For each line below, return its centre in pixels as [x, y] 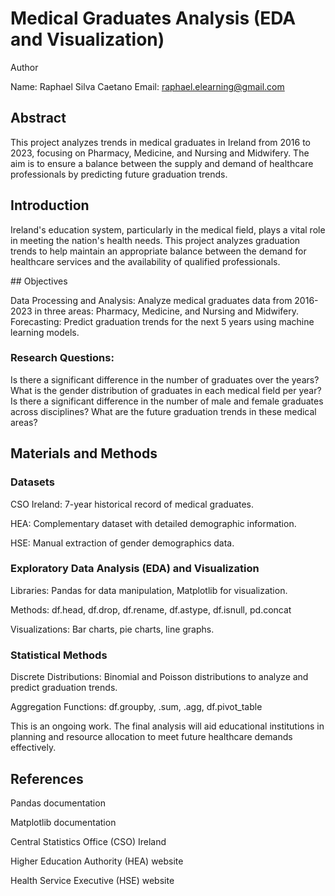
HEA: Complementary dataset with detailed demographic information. [153, 523]
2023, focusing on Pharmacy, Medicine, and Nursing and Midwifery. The [160, 153]
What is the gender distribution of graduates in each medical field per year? [166, 390]
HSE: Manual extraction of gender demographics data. [122, 543]
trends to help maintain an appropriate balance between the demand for [158, 251]
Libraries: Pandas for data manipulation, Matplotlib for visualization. [149, 590]
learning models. [45, 332]
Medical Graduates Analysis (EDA [153, 18]
